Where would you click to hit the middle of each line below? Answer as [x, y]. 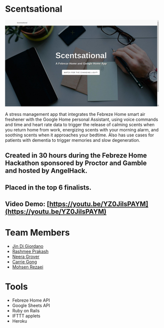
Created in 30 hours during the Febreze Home [76, 156]
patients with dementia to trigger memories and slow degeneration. [73, 140]
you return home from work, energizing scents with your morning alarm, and [82, 130]
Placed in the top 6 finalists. [48, 187]
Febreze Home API [31, 300]
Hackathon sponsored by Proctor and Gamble [76, 163]
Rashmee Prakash [30, 251]
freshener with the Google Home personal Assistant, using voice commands [82, 119]
